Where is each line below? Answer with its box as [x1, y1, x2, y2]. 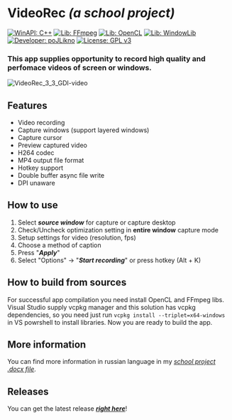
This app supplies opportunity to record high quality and [7, 53, 206, 63]
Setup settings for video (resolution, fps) [17, 233, 136, 242]
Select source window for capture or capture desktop [17, 218, 176, 227]
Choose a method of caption [17, 240, 101, 249]
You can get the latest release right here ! [7, 404, 128, 413]
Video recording [17, 119, 65, 127]
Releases [7, 385, 49, 397]
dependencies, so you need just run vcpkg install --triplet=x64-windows [7, 311, 226, 319]
